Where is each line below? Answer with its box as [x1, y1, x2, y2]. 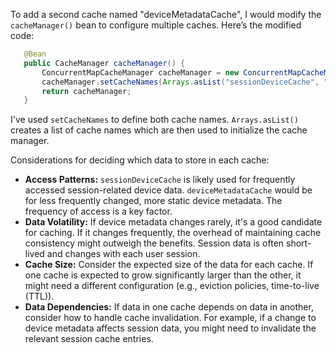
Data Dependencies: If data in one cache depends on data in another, [24, 301, 314, 313]
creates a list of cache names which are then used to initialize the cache [10, 124, 308, 136]
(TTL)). [24, 290, 55, 303]
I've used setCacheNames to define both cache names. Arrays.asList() [10, 114, 299, 126]
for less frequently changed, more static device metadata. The [24, 195, 283, 207]
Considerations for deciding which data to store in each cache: [10, 154, 270, 166]
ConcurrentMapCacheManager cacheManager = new [41, 67, 240, 78]
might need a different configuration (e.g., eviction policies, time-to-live [24, 280, 320, 292]
